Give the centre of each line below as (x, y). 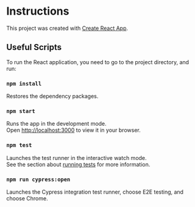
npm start (21, 111)
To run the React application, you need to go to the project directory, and (98, 62)
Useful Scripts (34, 47)
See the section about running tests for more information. (78, 164)
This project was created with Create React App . (67, 28)
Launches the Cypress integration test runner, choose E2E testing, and (95, 192)
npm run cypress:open (38, 179)
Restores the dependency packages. (52, 96)
